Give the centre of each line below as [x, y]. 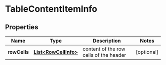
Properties [22, 27]
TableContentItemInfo [51, 9]
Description [107, 41]
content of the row [104, 49]
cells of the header [104, 55]
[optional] [147, 52]
